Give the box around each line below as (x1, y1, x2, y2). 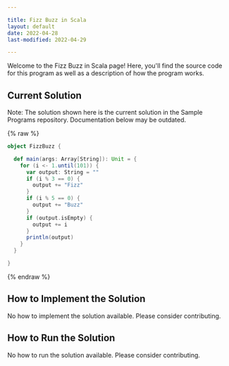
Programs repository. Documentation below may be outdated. (7, 115, 187, 124)
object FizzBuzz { (7, 143, 61, 150)
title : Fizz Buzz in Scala (7, 16, 87, 23)
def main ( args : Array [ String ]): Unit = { (13, 156, 137, 163)
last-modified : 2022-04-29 (7, 36, 87, 43)
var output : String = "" (25, 168, 99, 176)
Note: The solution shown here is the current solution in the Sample (7, 108, 203, 117)
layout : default (7, 23, 55, 30)
